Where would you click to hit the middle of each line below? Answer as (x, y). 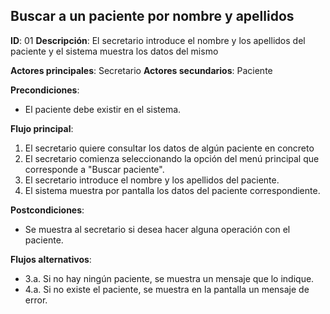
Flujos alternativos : (51, 259)
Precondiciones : (45, 90)
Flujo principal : (42, 128)
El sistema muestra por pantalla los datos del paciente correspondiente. (172, 190)
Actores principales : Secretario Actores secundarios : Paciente (141, 70)
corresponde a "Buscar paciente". (94, 169)
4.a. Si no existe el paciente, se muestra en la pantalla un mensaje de (167, 289)
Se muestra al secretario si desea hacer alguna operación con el (157, 229)
